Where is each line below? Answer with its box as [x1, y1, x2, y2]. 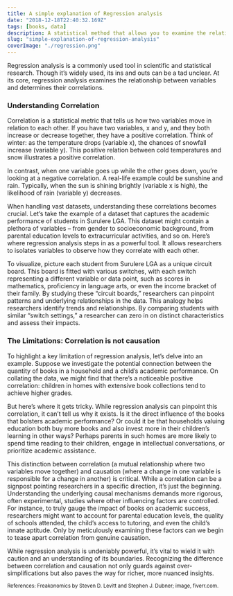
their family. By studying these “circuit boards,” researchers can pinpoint [7, 289, 215, 298]
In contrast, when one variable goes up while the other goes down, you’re [7, 167, 218, 175]
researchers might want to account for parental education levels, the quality [7, 511, 224, 520]
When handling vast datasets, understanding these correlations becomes [7, 202, 217, 211]
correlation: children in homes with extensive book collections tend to [7, 381, 206, 389]
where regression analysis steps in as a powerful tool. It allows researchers [7, 239, 222, 247]
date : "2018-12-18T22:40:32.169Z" [7, 17, 107, 24]
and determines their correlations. [7, 84, 104, 91]
